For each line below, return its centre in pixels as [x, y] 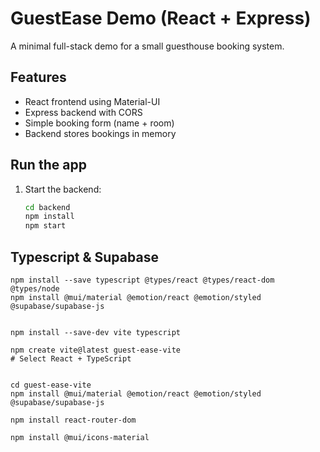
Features [38, 77]
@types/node [35, 289]
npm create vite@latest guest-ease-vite [96, 350]
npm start [45, 226]
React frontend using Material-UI [92, 101]
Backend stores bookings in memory [100, 133]
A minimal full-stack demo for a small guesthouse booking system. [147, 46]
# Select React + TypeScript [71, 359]
